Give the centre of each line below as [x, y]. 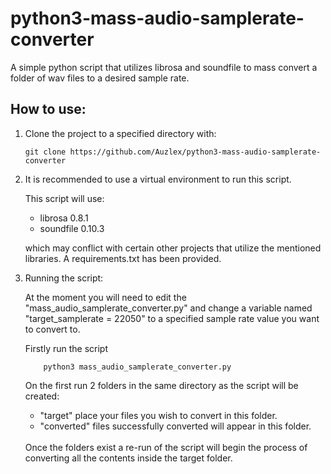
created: [42, 396]
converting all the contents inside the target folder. [128, 458]
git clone [45, 152]
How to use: [48, 109]
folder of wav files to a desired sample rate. [100, 78]
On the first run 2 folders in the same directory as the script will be [161, 385]
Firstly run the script [66, 348]
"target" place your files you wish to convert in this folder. [158, 415]
